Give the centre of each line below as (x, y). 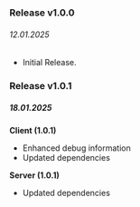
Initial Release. (49, 63)
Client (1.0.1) (33, 131)
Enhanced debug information (76, 148)
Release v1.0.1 (41, 86)
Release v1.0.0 (42, 13)
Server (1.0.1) (35, 175)
